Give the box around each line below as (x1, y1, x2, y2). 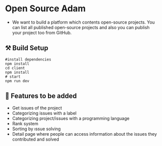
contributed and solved (12, 136, 60, 142)
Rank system (12, 120, 39, 126)
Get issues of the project (12, 105, 62, 111)
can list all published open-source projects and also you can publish (12, 24, 150, 30)
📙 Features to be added (5, 92, 77, 100)
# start (5, 74, 21, 79)
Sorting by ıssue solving (12, 126, 61, 132)
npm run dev (5, 78, 29, 84)
